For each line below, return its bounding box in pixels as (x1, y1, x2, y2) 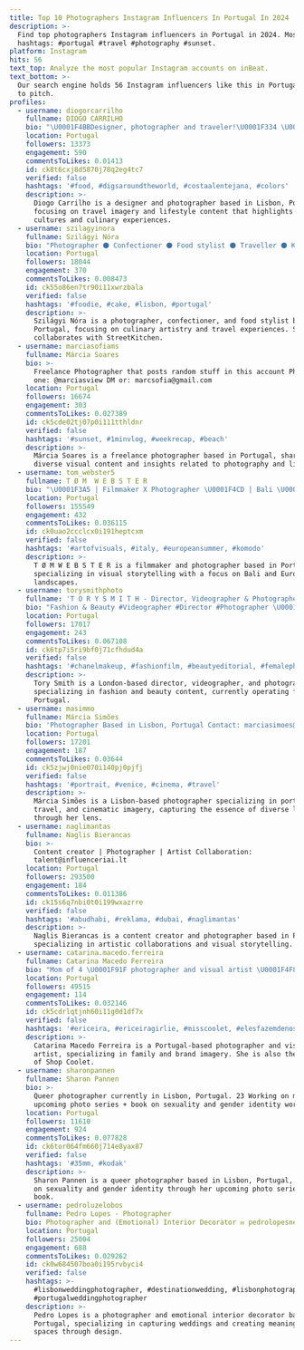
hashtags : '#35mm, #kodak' (25, 1159, 128, 1168)
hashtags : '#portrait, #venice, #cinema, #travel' (25, 780, 221, 789)
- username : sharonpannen (17, 1066, 116, 1075)
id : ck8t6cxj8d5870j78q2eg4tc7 (25, 165, 144, 174)
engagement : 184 (25, 881, 88, 890)
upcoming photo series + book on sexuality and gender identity (33, 1100, 281, 1109)
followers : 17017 (25, 620, 91, 629)
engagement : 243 (25, 628, 88, 637)
